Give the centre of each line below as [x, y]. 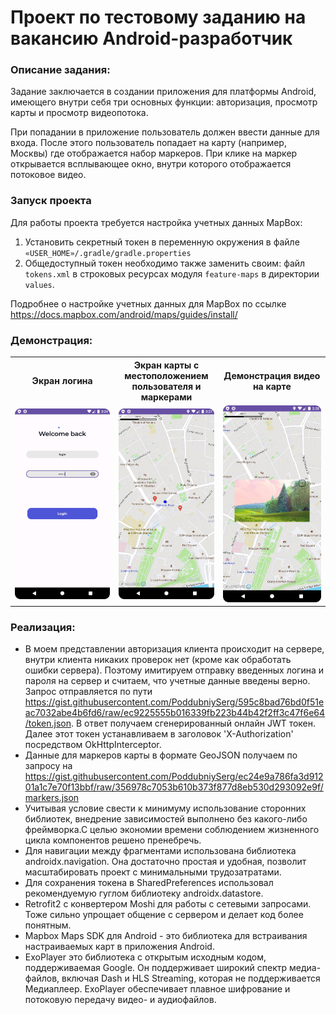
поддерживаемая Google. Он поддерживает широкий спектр [156, 968]
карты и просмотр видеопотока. [79, 113]
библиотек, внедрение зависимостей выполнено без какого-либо [166, 819]
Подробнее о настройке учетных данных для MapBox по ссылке [148, 303]
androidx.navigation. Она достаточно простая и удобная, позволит [165, 862]
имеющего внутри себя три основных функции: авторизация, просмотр [164, 102]
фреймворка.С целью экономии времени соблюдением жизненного [172, 830]
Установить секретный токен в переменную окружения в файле [162, 242]
